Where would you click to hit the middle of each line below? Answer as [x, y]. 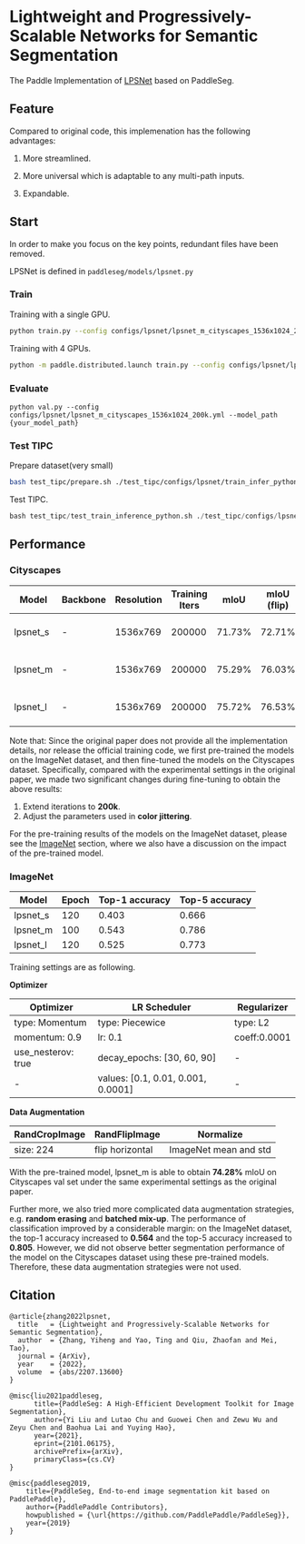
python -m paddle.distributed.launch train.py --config [117, 365]
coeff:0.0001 [263, 1037]
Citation [33, 1296]
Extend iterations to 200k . [71, 807]
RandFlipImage [127, 1134]
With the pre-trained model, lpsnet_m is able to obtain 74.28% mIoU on [143, 1172]
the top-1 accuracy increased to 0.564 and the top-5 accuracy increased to [151, 1238]
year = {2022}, [53, 1364]
